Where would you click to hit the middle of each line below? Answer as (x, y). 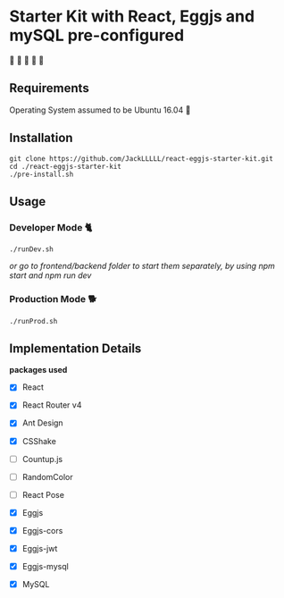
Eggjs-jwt (40, 548)
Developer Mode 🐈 (51, 227)
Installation (41, 138)
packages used (38, 370)
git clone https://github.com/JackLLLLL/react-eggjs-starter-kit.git (142, 158)
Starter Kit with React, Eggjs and (132, 17)
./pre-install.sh (42, 174)
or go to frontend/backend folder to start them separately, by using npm (142, 266)
